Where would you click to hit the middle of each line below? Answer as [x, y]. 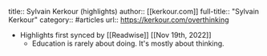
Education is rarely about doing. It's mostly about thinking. [128, 43]
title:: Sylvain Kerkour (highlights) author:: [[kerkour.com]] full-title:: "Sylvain [133, 11]
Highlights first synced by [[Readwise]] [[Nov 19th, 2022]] [115, 35]
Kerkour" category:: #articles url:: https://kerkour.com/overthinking [119, 20]
